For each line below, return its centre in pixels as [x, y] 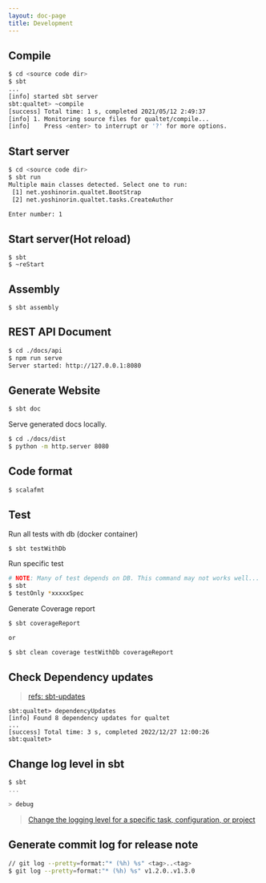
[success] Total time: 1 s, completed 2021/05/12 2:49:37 [107, 111]
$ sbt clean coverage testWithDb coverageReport [91, 652]
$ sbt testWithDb [37, 549]
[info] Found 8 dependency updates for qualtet [89, 719]
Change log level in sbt [66, 764]
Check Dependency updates [81, 677]
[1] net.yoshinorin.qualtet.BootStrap [77, 192]
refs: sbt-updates [56, 697]
